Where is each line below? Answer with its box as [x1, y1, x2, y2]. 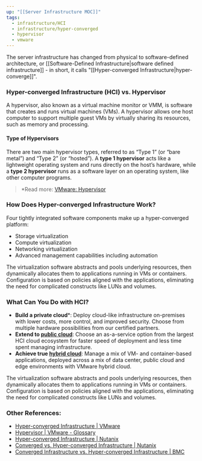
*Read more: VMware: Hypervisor [21, 185, 106, 193]
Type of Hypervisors [6, 134, 59, 142]
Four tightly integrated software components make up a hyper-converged [6, 214, 189, 221]
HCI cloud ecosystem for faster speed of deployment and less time [14, 337, 182, 344]
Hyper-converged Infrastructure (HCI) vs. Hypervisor [6, 88, 166, 96]
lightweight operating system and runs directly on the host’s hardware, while [6, 161, 196, 168]
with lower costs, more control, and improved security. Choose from [14, 318, 185, 325]
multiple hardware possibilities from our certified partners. [14, 324, 160, 332]
